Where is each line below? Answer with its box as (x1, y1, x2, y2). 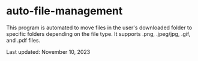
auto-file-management (6, 4, 123, 18)
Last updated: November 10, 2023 (6, 48, 91, 55)
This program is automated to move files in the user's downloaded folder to (6, 24, 193, 31)
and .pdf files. (6, 36, 41, 44)
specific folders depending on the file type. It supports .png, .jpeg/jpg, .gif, (6, 30, 191, 37)
